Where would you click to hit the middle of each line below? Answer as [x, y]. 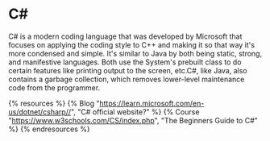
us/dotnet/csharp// [39, 112]
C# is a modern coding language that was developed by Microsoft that [125, 36]
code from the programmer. [54, 87]
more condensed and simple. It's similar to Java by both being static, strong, [135, 53]
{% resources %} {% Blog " [54, 103]
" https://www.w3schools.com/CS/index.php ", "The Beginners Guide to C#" [133, 120]
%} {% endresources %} [49, 129]
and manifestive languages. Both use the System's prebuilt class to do [125, 62]
